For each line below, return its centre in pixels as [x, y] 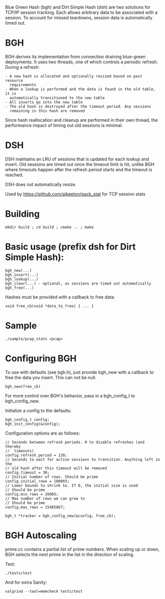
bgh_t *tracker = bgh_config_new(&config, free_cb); [61, 516]
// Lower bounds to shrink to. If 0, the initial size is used [72, 485]
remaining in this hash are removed [47, 111]
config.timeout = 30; [27, 472]
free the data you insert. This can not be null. [51, 377]
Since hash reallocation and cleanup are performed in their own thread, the [82, 120]
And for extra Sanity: [26, 582]
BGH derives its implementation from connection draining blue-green [75, 56]
